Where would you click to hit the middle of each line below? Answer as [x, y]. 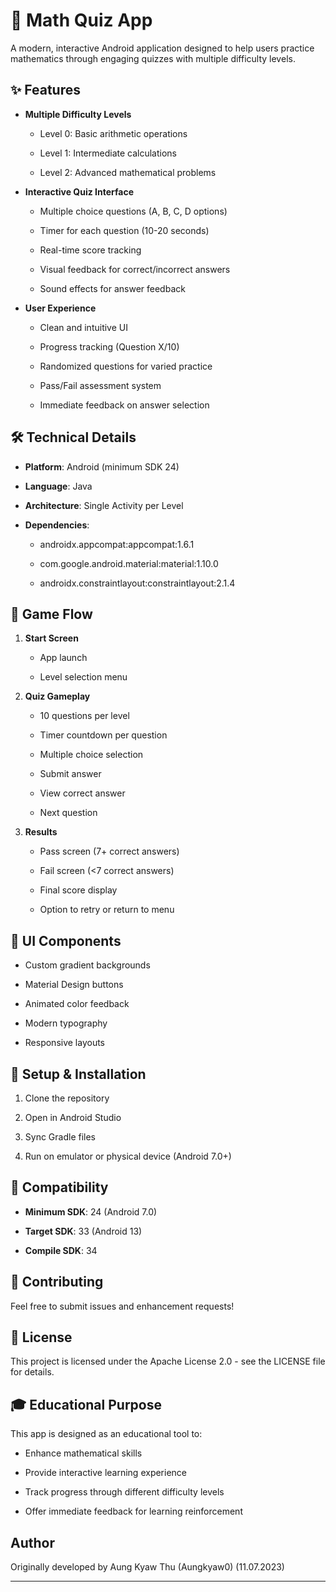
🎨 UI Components [66, 940]
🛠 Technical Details [73, 437]
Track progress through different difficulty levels [124, 1492]
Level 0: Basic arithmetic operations [113, 133]
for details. [32, 1372]
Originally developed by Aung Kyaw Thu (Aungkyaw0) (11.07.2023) [147, 1567]
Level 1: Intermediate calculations [108, 153]
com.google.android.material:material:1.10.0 [129, 563]
